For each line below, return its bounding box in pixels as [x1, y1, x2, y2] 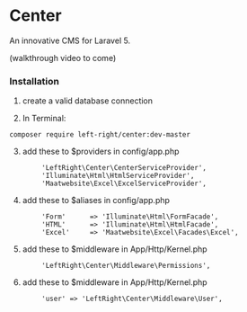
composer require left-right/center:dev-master [9, 130, 191, 139]
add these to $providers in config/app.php [22, 146, 180, 157]
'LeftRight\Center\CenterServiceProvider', [41, 164, 207, 173]
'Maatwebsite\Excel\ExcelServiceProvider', [41, 179, 207, 189]
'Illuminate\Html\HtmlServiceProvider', [41, 172, 195, 181]
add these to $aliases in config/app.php [22, 195, 171, 206]
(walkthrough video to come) [9, 52, 117, 63]
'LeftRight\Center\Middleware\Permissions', [41, 262, 211, 271]
